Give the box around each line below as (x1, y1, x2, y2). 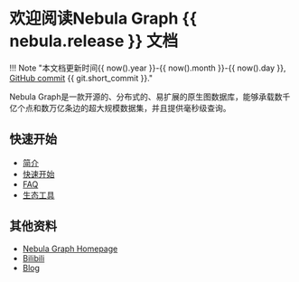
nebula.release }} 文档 (9, 31, 179, 52)
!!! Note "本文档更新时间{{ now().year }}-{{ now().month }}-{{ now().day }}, (9, 62, 286, 73)
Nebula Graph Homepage (22, 243, 118, 254)
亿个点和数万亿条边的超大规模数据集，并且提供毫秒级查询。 (9, 102, 231, 113)
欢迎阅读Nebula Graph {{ (9, 8, 197, 29)
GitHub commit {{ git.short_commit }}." (9, 72, 154, 83)
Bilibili (22, 252, 45, 263)
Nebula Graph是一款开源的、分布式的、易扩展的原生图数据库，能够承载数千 (9, 91, 291, 102)
